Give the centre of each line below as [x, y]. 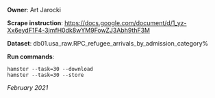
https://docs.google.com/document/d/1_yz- [125, 23]
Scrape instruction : [35, 23]
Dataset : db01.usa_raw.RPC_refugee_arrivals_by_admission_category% [108, 43]
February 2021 [28, 87]
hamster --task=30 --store [46, 75]
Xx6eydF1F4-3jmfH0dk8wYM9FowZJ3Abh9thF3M [79, 30]
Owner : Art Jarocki [34, 10]
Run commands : [31, 56]
